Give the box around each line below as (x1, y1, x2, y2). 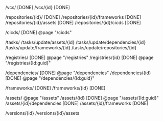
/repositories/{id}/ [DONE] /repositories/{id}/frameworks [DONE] (5, 14, 142, 20)
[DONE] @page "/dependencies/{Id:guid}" (5, 75, 95, 81)
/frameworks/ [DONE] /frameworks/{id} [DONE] (5, 85, 106, 91)
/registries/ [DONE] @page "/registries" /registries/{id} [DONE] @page (5, 54, 154, 60)
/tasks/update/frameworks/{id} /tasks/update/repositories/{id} (5, 45, 137, 50)
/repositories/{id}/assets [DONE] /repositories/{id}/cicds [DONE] (5, 20, 142, 25)
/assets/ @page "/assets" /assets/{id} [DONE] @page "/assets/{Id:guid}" (5, 95, 159, 101)
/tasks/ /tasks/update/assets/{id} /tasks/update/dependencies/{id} (5, 39, 146, 45)
